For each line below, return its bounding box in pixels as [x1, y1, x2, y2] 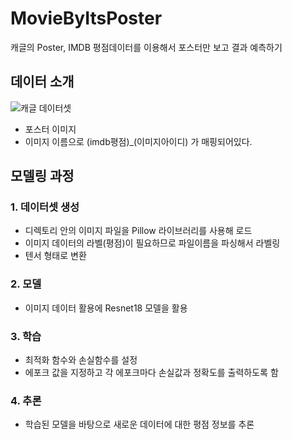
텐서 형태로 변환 [24, 250, 87, 262]
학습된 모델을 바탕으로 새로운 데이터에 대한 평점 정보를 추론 [24, 418, 255, 431]
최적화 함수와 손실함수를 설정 [24, 354, 138, 366]
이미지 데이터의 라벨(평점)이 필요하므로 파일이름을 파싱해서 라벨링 [24, 237, 281, 249]
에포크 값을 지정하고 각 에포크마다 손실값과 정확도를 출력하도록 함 [24, 367, 279, 379]
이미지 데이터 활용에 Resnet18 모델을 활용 [24, 302, 188, 314]
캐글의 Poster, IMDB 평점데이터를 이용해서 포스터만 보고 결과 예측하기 [10, 41, 283, 53]
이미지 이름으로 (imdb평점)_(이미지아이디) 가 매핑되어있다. [24, 135, 253, 147]
